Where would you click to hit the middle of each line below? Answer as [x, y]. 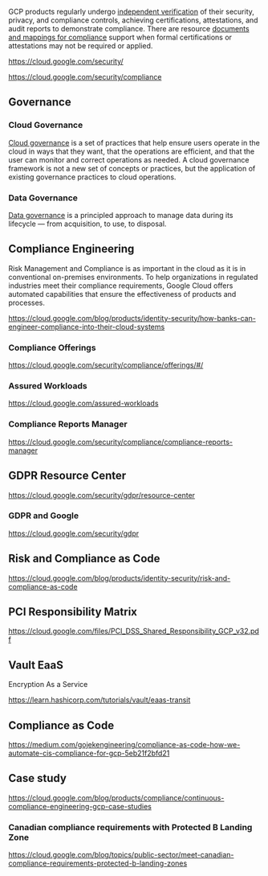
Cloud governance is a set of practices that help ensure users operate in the [134, 142]
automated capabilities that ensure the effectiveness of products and [122, 294]
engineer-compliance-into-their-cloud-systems [87, 327]
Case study [37, 778]
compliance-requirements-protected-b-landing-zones [98, 863]
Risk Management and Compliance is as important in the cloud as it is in [127, 268]
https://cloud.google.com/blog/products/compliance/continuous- [116, 798]
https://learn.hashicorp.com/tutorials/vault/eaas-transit [99, 700]
